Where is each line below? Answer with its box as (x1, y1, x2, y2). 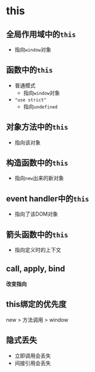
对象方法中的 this (6, 122, 69, 132)
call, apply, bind (6, 264, 66, 274)
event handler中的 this (6, 194, 89, 204)
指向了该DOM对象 (14, 210, 59, 217)
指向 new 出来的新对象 (14, 175, 65, 182)
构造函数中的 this (6, 158, 69, 168)
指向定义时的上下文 (14, 246, 62, 254)
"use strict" (14, 97, 47, 103)
